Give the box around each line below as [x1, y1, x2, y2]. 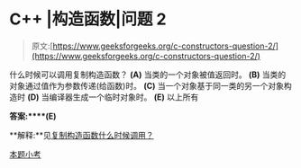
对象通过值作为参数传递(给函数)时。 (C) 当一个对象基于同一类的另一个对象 [9, 80, 285, 91]
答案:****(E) [9, 111, 57, 121]
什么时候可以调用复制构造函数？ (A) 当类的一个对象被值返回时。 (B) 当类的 [9, 69, 287, 80]
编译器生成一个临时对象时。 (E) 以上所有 [49, 92, 199, 102]
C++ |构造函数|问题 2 [9, 9, 167, 30]
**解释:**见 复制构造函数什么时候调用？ [9, 129, 155, 140]
